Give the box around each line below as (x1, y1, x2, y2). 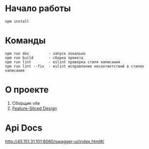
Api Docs (5, 122, 43, 133)
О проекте (5, 84, 49, 95)
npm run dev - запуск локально (5, 51, 86, 56)
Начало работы (5, 3, 71, 14)
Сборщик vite (12, 100, 40, 106)
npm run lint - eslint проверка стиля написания (5, 59, 120, 65)
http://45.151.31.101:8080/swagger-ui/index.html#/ (5, 138, 104, 144)
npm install (5, 19, 29, 24)
